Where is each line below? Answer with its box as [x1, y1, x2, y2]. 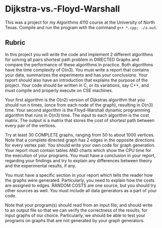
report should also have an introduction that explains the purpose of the [5, 77, 148, 83]
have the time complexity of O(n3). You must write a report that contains [5, 67, 149, 73]
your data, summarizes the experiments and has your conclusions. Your [5, 72, 148, 78]
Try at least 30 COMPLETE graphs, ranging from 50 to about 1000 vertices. [5, 132, 155, 137]
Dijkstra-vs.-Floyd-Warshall [5, 3, 120, 15]
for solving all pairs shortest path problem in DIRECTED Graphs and [5, 57, 139, 62]
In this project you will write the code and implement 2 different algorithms [5, 51, 153, 57]
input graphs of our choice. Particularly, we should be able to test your [5, 212, 146, 218]
